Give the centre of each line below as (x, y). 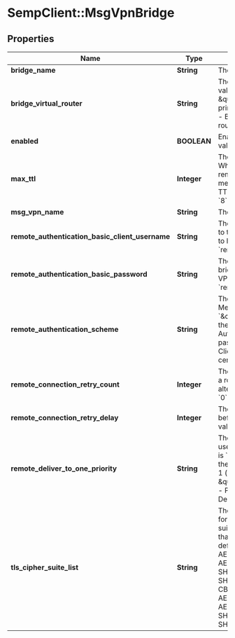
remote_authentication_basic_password (79, 274)
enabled (24, 141)
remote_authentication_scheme (65, 329)
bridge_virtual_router (47, 103)
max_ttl (23, 179)
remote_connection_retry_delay (65, 418)
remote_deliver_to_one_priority (64, 469)
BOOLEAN (194, 141)
